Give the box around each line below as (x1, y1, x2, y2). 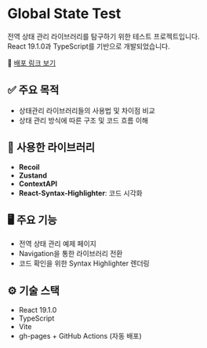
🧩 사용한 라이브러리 (7, 141, 96, 154)
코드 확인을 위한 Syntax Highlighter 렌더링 (18, 258, 150, 268)
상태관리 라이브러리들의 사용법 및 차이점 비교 (18, 105, 156, 115)
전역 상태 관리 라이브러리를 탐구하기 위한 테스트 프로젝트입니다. (7, 31, 201, 41)
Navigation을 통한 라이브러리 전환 (18, 249, 123, 258)
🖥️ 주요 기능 (7, 213, 57, 226)
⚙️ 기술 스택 (7, 284, 60, 297)
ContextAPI (18, 178, 58, 189)
